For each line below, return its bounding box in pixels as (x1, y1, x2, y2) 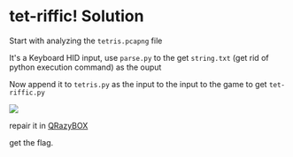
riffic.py (9, 88, 46, 97)
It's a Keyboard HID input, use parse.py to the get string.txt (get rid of (9, 52, 269, 63)
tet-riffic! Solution (9, 6, 144, 26)
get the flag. (9, 137, 54, 147)
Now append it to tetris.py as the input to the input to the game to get (9, 78, 267, 89)
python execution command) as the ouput (9, 62, 162, 72)
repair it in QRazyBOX (9, 120, 89, 131)
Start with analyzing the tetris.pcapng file (9, 35, 163, 46)
